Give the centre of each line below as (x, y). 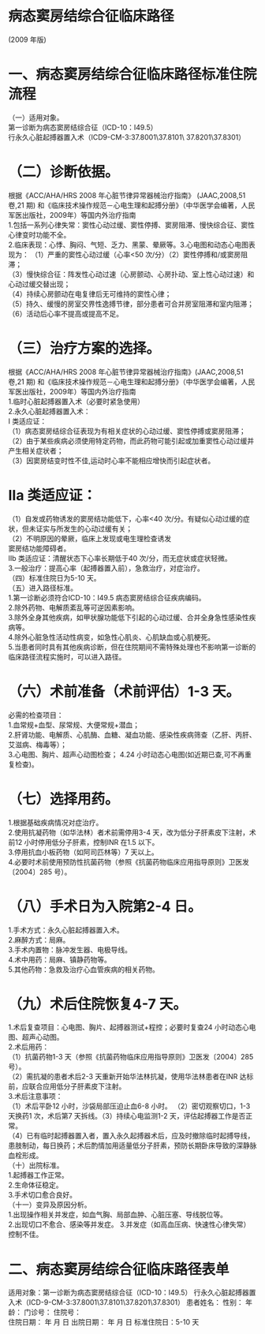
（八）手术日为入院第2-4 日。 (105, 906)
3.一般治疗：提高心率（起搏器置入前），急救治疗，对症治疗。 (106, 568)
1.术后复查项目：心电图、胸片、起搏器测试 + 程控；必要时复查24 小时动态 (125, 1027)
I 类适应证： (28, 421)
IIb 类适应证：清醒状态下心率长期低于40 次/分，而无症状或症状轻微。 (120, 558)
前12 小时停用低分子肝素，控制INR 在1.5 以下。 (84, 842)
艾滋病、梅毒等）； (37, 744)
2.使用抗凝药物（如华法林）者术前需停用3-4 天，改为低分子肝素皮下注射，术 (132, 832)
